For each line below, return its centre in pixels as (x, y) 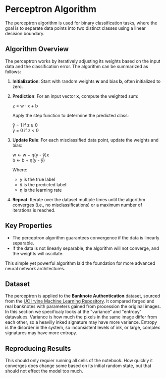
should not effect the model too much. (44, 371)
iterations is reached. (34, 210)
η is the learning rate (41, 190)
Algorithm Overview (37, 49)
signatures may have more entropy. (41, 333)
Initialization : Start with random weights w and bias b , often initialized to (86, 81)
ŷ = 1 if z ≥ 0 (25, 125)
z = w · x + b (25, 106)
